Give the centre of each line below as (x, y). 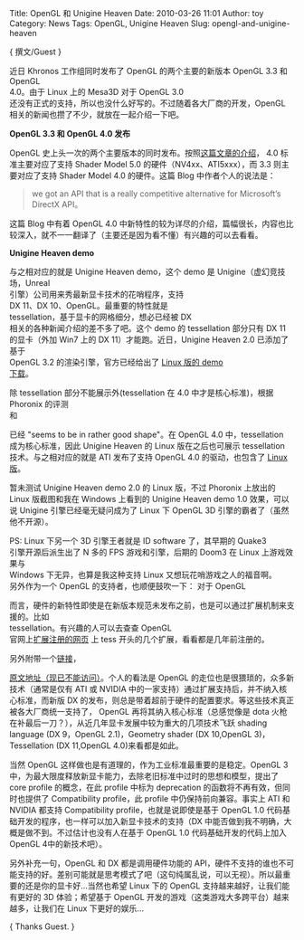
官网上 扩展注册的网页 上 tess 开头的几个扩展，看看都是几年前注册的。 (139, 639)
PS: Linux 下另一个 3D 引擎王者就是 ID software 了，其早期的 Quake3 (138, 541)
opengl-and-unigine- (251, 24)
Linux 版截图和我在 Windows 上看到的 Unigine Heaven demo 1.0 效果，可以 (149, 499)
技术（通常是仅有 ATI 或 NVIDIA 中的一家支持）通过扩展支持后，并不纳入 (144, 689)
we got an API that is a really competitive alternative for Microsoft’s (156, 194)
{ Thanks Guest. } (42, 926)
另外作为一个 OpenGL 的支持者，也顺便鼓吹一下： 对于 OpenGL (128, 586)
